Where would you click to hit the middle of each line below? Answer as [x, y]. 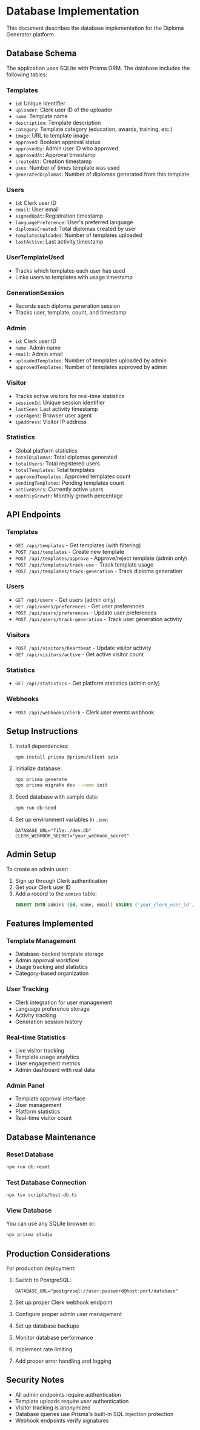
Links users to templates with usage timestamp [74, 277]
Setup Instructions [42, 731]
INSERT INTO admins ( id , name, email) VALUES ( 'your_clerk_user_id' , [105, 905]
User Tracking [28, 989]
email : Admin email [39, 354]
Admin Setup [31, 855]
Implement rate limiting [44, 1349]
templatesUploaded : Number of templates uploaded [78, 235]
